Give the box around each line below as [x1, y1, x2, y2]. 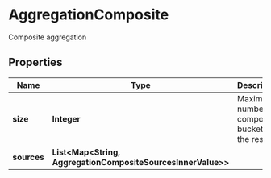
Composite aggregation [8, 32, 87, 42]
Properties [8, 56, 63, 69]
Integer [52, 113, 81, 124]
